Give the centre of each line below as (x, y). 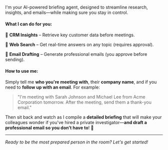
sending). (15, 60)
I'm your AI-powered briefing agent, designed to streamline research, (77, 7)
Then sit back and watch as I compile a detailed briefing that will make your (83, 117)
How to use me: (22, 71)
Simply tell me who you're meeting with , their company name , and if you (81, 82)
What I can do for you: (29, 24)
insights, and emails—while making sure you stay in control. (67, 12)
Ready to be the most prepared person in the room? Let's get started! (77, 142)
